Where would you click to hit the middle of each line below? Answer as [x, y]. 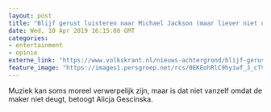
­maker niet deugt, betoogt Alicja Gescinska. [81, 99]
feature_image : [34, 68]
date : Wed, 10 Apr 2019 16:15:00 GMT [72, 30]
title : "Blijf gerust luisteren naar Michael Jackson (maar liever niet [133, 23]
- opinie [23, 53]
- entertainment [35, 46]
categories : [28, 38]
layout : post [30, 16]
